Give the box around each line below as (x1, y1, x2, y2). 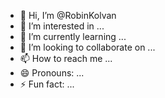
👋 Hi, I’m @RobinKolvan (19, 10, 117, 21)
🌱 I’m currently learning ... (19, 31, 127, 42)
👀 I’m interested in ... (19, 20, 105, 32)
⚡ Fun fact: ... (19, 78, 75, 90)
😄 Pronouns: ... (19, 67, 85, 79)
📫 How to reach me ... (19, 53, 113, 64)
